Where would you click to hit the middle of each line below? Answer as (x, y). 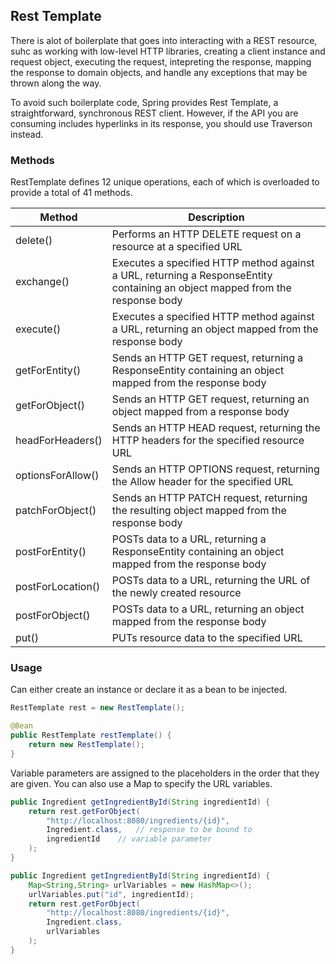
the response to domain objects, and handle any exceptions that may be (159, 72)
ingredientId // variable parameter (129, 839)
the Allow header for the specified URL (202, 482)
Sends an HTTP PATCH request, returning (209, 498)
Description (216, 217)
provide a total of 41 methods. (71, 193)
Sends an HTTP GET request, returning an (210, 399)
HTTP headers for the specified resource (208, 441)
